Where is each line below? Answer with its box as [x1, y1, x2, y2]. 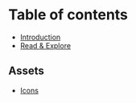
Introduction [19, 32, 61, 42]
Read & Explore [19, 40, 71, 50]
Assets [8, 64, 44, 78]
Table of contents [8, 6, 129, 24]
